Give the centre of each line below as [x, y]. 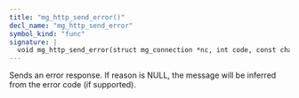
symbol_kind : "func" [48, 34]
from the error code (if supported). [73, 85]
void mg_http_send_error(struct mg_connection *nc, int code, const [147, 50]
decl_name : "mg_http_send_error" [71, 26]
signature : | [33, 42]
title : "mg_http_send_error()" [67, 17]
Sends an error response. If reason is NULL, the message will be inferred [143, 75]
